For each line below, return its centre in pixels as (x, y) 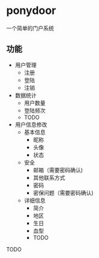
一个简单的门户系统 (30, 28)
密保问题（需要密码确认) (63, 192)
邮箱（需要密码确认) (58, 170)
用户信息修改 (31, 124)
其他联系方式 (49, 177)
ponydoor (31, 11)
